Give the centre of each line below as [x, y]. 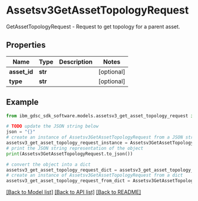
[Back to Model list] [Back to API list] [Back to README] [74, 192]
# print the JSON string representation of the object [75, 148]
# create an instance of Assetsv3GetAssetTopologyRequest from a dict [95, 175]
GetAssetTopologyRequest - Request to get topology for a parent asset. [93, 27]
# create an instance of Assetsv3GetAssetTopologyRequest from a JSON [95, 137]
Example [22, 102]
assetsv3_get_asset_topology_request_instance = [67, 143]
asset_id [21, 71]
